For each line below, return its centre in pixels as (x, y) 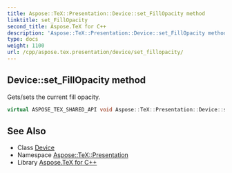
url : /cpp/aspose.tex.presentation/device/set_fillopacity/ (96, 53)
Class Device (36, 148)
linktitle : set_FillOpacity (48, 20)
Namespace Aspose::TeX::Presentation (73, 155)
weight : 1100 (26, 46)
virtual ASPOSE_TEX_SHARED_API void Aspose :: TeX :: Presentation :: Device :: (116, 109)
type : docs (23, 39)
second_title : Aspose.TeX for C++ (57, 26)
